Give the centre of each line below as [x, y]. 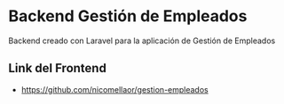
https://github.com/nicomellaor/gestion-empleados [115, 89]
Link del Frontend [58, 68]
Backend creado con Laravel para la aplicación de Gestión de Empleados [142, 41]
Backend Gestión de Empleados [128, 16]
